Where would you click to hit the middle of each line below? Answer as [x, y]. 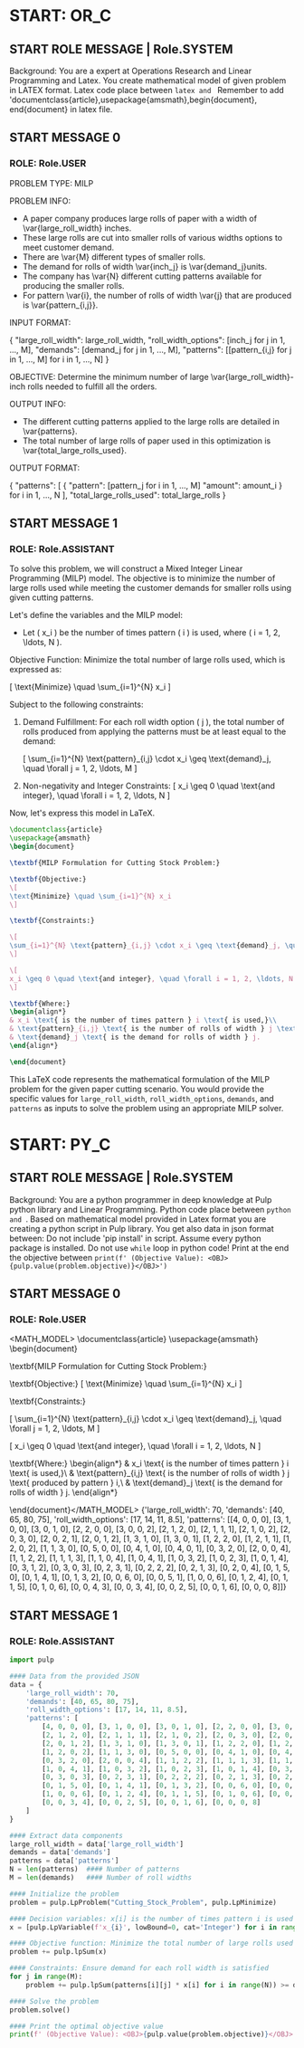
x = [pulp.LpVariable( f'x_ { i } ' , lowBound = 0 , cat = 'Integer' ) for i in [143, 1927]
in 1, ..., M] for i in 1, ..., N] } [59, 359]
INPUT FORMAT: [40, 322]
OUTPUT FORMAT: [45, 468]
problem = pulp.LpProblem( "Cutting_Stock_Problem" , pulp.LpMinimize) [143, 1902]
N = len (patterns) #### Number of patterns [95, 1870]
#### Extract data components [66, 1835]
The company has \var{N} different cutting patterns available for [142, 276]
